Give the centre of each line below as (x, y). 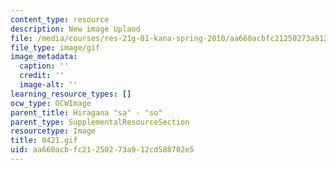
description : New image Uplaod (75, 29)
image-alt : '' (48, 85)
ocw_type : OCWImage (51, 103)
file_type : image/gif (55, 47)
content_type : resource (60, 19)
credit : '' (42, 76)
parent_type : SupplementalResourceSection (100, 122)
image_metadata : (44, 57)
